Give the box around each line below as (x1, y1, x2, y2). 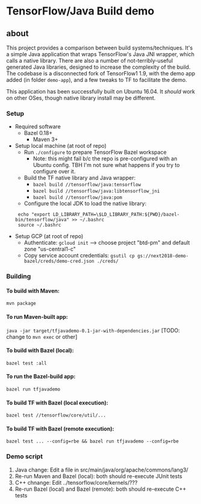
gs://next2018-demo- (137, 253, 189, 259)
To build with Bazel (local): (6, 347, 74, 354)
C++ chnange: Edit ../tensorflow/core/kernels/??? (14, 479, 138, 486)
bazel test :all (6, 360, 47, 366)
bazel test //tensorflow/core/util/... (6, 412, 107, 418)
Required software (14, 123, 61, 130)
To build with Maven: (6, 287, 60, 294)
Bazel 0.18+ (23, 130, 53, 137)
